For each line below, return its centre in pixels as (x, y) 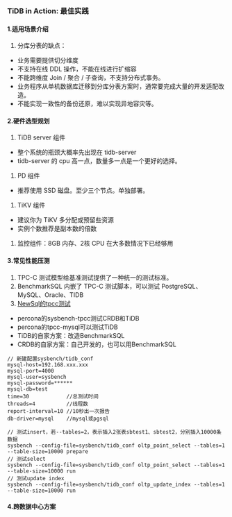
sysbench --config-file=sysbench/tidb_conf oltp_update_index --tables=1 (116, 484)
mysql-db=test (28, 389)
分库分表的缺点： (42, 46)
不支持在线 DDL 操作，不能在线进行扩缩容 (77, 69)
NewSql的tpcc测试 (44, 303)
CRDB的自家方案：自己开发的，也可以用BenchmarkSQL (97, 344)
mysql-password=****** (40, 383)
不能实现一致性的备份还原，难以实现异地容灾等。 (87, 104)
